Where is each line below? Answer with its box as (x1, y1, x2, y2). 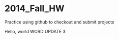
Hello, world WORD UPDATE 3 (4, 28, 66, 34)
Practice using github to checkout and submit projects (4, 19, 114, 25)
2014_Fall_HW (4, 3, 64, 14)
